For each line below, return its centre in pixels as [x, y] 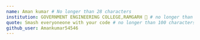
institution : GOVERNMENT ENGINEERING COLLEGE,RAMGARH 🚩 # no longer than [100, 17]
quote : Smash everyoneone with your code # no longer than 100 [86, 22]
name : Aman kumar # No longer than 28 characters [69, 11]
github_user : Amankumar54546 [42, 28]
